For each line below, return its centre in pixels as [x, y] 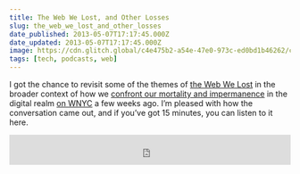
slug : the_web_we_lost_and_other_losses [86, 26]
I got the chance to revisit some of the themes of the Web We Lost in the [142, 84]
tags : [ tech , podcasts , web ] [63, 59]
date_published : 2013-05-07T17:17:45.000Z [89, 34]
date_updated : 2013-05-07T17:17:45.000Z [86, 42]
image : [21, 51]
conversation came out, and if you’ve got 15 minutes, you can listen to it [141, 113]
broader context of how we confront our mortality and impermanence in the [149, 94]
